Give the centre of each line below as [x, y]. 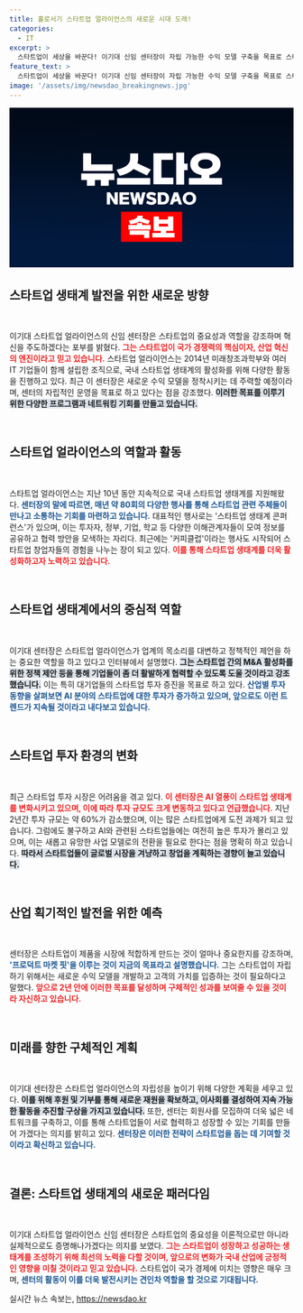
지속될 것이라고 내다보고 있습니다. [92, 707]
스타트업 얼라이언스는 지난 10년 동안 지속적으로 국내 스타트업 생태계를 [132, 493]
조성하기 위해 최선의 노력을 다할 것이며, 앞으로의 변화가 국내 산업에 [148, 1257]
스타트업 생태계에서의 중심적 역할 [96, 610]
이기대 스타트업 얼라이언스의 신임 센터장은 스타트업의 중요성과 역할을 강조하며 [146, 336]
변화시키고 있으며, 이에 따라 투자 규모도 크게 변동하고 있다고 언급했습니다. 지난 [154, 808]
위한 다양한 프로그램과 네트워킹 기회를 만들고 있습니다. [104, 404]
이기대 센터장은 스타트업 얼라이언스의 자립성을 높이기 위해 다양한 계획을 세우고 [147, 1088]
